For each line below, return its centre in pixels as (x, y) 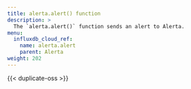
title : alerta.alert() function (54, 13)
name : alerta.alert (48, 46)
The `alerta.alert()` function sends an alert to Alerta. (99, 26)
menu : (15, 33)
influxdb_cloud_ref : (43, 39)
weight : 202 (24, 59)
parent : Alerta (42, 52)
